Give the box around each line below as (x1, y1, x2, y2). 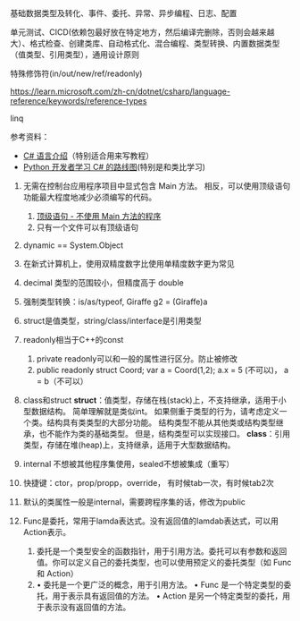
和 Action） (36, 568, 79, 579)
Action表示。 (22, 527, 71, 537)
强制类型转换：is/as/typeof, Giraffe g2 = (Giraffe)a (22, 296, 208, 307)
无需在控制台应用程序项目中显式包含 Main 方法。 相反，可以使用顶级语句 (22, 181, 291, 191)
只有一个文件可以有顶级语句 (36, 222, 139, 233)
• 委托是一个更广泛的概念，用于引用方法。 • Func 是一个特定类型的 (36, 580, 284, 590)
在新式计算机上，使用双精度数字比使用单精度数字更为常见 (22, 259, 235, 268)
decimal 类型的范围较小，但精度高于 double (22, 277, 184, 288)
